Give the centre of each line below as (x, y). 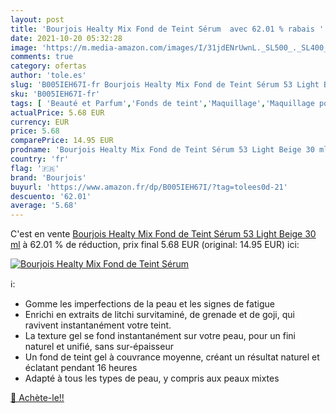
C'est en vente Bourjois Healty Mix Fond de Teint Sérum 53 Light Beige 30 (163, 234)
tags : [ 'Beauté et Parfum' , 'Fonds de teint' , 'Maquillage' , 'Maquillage (162, 103)
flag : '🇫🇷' (35, 168)
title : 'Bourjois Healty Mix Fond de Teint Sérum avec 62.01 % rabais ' (167, 29)
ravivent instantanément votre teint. (98, 325)
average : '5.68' (44, 206)
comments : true (42, 57)
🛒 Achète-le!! (37, 398)
